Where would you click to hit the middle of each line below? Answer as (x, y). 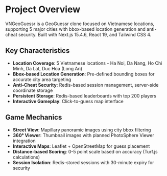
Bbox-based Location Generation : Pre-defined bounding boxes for (83, 74)
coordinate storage (33, 90)
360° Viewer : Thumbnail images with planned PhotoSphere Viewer (83, 135)
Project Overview (43, 9)
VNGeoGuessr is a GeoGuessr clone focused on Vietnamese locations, (80, 24)
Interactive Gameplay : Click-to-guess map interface (68, 101)
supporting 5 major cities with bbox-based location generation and (75, 29)
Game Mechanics (34, 117)
